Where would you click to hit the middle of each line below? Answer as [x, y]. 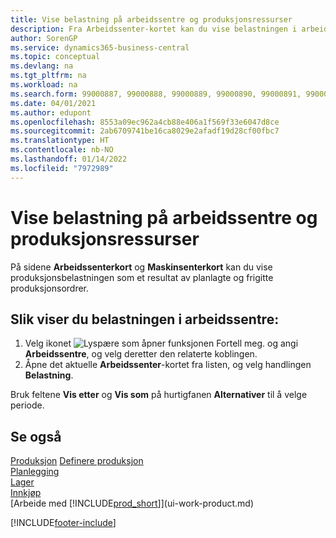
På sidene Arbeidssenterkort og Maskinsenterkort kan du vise [141, 267]
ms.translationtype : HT [60, 141]
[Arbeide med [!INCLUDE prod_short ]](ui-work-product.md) [132, 503]
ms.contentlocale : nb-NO [62, 150]
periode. [27, 405]
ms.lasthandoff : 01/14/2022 [69, 159]
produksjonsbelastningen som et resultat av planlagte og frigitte [142, 277]
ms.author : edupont [51, 112]
